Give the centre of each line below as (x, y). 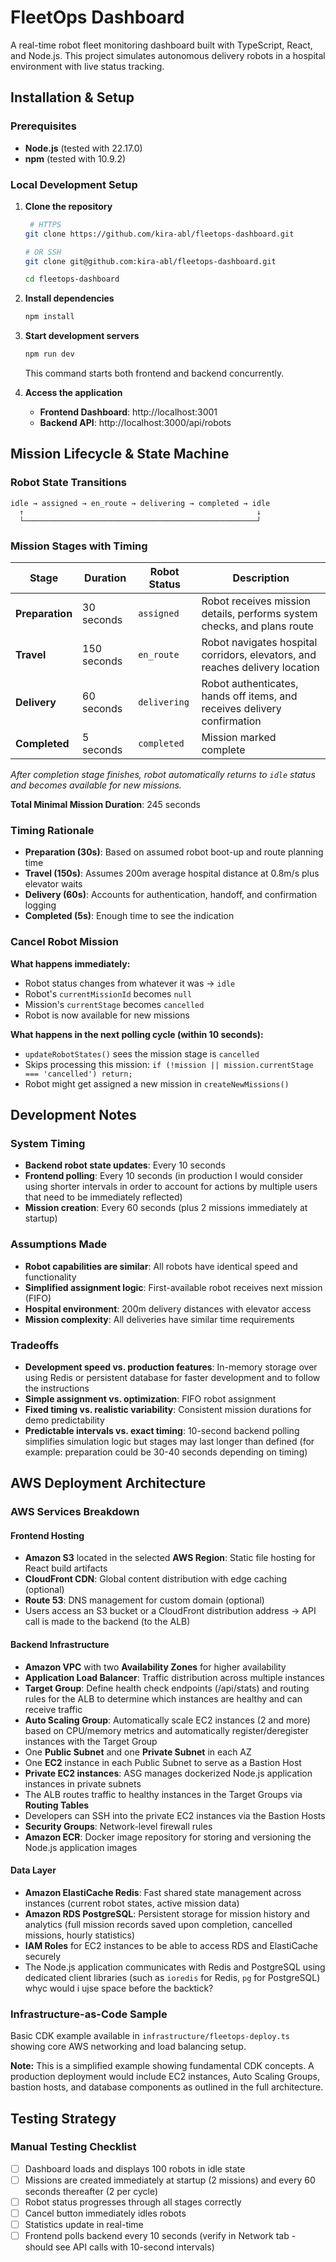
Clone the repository (68, 206)
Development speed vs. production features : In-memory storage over (171, 1367)
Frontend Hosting (47, 1535)
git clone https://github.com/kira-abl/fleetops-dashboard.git (159, 234)
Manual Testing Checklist (73, 2147)
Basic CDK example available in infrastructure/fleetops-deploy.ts (150, 2036)
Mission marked (239, 738)
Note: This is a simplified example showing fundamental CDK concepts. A (162, 2066)
